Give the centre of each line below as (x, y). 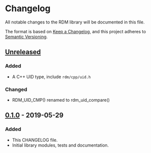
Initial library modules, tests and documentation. (60, 145)
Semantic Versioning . (26, 37)
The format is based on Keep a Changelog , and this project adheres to (75, 31)
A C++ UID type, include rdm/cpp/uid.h (51, 77)
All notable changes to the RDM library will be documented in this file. (75, 22)
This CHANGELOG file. (35, 140)
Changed (16, 89)
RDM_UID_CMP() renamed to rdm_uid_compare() (61, 100)
